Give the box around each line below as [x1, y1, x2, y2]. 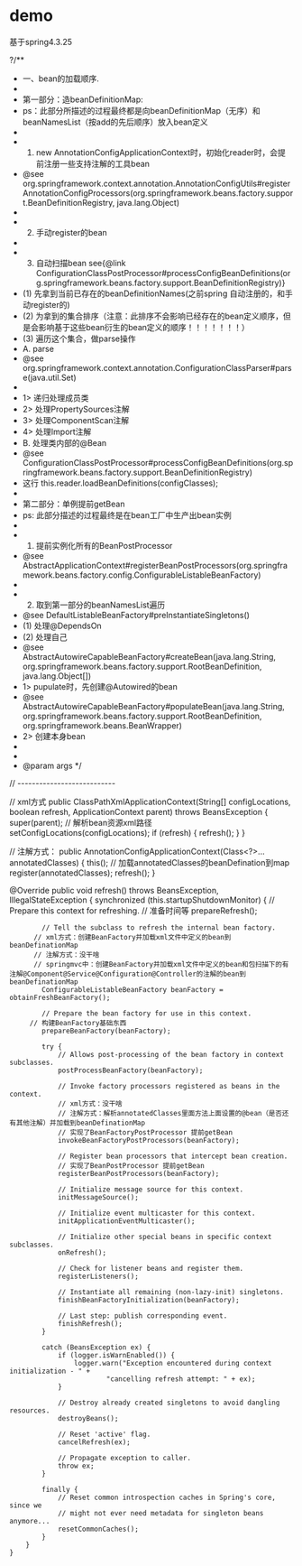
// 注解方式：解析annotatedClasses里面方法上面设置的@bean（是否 [57, 1108, 282, 1117]
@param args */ [22, 760, 83, 771]
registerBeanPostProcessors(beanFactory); [57, 1169, 220, 1178]
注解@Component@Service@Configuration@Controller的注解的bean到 [9, 969, 246, 978]
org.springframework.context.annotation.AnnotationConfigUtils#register [22, 178, 291, 189]
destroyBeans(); [57, 1413, 119, 1422]
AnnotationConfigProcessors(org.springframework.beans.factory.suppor [22, 187, 294, 199]
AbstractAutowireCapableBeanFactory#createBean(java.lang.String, [22, 651, 277, 662]
